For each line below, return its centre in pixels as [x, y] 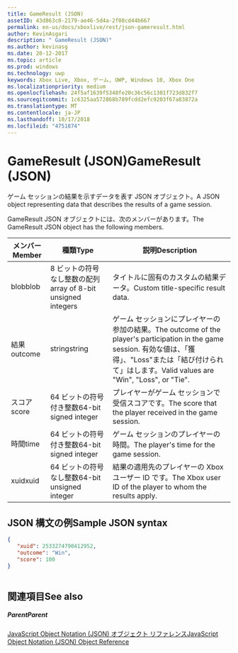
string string [69, 349]
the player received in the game [165, 413]
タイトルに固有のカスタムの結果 [166, 277]
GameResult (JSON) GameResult [104, 161]
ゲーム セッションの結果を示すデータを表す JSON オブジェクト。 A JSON [114, 196]
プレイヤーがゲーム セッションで [166, 393]
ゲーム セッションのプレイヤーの [166, 435]
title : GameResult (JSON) [45, 14]
